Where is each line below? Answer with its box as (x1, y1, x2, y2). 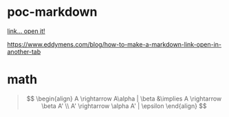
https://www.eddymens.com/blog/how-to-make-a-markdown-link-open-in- (7, 40, 222, 48)
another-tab (7, 47, 41, 56)
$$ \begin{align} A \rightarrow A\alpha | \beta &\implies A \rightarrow (26, 94, 222, 103)
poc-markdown (7, 4, 98, 20)
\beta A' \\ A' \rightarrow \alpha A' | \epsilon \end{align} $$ (41, 101, 208, 110)
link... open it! (7, 27, 46, 35)
